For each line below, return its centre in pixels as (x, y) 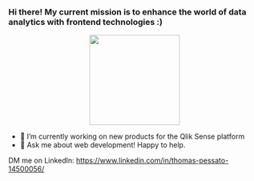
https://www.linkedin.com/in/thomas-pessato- (152, 161)
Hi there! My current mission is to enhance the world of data (127, 12)
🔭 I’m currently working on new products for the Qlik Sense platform (132, 137)
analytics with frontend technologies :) (85, 22)
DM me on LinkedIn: (41, 161)
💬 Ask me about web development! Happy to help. (103, 145)
